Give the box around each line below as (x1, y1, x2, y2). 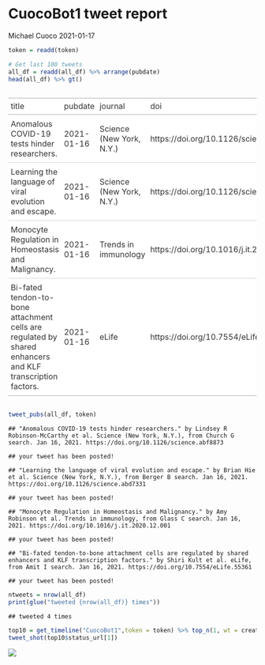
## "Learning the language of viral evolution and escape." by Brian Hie (8, 467, 256, 474)
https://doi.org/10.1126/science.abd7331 (8, 480, 147, 489)
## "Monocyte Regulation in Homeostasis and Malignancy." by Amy (8, 508, 227, 516)
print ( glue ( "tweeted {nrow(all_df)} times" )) (8, 599, 160, 606)
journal (99, 100, 125, 111)
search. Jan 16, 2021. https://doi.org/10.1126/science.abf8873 (8, 439, 224, 447)
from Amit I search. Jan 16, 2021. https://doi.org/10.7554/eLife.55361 (8, 563, 252, 572)
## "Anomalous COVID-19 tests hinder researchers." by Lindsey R (8, 425, 227, 433)
